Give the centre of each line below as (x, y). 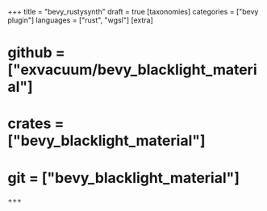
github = (36, 53)
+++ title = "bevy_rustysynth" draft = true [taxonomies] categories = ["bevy (133, 12)
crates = (36, 124)
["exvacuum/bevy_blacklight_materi (132, 70)
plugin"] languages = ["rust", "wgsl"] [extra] (81, 20)
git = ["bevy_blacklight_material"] (123, 178)
